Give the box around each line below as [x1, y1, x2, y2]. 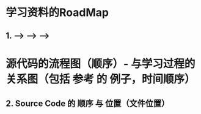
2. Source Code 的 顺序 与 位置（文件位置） [5, 99, 170, 109]
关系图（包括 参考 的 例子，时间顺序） [5, 72, 196, 86]
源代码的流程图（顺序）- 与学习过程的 [5, 56, 196, 70]
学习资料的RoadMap [5, 6, 109, 20]
